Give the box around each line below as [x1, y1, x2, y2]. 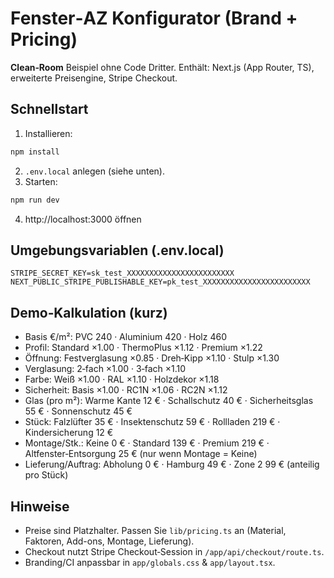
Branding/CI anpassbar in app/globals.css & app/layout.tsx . [24, 556, 276, 568]
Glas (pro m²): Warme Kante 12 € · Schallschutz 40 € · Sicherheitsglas [24, 395, 314, 407]
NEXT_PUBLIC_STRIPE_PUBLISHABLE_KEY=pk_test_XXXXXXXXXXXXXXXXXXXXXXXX [10, 277, 311, 287]
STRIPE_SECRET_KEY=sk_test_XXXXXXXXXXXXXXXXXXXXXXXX [10, 268, 235, 279]
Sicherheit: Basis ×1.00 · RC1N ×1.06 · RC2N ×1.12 [24, 384, 228, 396]
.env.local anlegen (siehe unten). [24, 165, 165, 177]
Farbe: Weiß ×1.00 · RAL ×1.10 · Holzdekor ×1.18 [24, 373, 220, 386]
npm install [10, 147, 60, 157]
